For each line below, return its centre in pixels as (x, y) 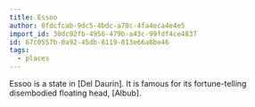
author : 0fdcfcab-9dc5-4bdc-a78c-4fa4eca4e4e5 (97, 26)
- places (33, 58)
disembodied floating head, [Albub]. (75, 93)
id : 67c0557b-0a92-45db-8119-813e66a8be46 (89, 42)
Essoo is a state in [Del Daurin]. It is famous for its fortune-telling (128, 84)
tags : (19, 50)
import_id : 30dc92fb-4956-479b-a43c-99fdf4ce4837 (103, 34)
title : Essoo (33, 17)
